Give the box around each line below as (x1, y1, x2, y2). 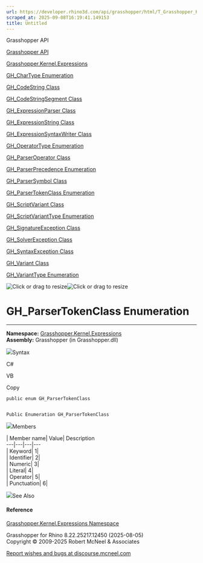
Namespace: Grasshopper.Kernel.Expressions (6, 330, 122, 337)
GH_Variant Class (6, 260, 50, 267)
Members (12, 423, 36, 430)
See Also (12, 492, 35, 499)
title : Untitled (6, 20, 47, 26)
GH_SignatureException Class (6, 225, 80, 232)
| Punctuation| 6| (6, 479, 48, 487)
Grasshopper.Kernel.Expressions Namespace (6, 519, 120, 527)
